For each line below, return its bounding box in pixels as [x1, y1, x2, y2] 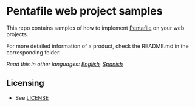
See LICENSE [15, 94, 49, 101]
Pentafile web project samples [6, 4, 163, 18]
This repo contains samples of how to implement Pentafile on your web [6, 24, 185, 31]
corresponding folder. [6, 48, 61, 56]
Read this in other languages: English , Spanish [6, 60, 123, 68]
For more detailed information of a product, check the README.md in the [6, 42, 190, 50]
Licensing [6, 78, 44, 88]
